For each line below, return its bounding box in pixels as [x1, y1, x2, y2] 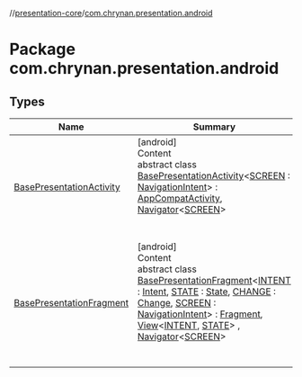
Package [9, 40, 76, 59]
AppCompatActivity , [138, 193, 223, 204]
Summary [192, 121, 236, 133]
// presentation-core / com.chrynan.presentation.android [9, 8, 213, 18]
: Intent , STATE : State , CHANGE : [138, 285, 277, 298]
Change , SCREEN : [138, 297, 217, 309]
